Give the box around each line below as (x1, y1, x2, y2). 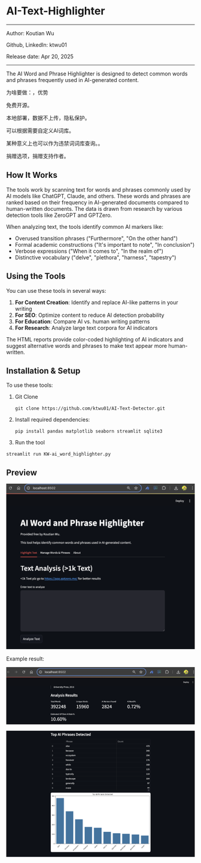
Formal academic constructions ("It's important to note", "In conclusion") (14, 241, 195, 248)
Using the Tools (6, 271, 66, 281)
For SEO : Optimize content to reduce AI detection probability (14, 311, 165, 319)
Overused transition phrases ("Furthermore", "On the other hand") (14, 235, 178, 242)
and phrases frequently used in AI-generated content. (6, 76, 139, 83)
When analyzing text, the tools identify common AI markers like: (6, 223, 163, 230)
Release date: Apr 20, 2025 (6, 53, 74, 60)
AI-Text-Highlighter (6, 4, 105, 18)
